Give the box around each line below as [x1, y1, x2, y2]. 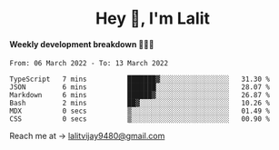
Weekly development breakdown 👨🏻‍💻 [9, 38, 154, 49]
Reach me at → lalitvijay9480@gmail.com [9, 131, 165, 142]
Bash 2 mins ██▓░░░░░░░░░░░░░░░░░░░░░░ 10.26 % [9, 99, 271, 108]
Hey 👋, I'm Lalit [95, 8, 211, 29]
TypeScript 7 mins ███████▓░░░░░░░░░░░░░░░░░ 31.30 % [9, 75, 271, 85]
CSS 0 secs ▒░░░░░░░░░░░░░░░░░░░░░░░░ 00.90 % [9, 115, 271, 124]
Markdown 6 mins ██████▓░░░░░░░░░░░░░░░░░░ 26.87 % [9, 91, 271, 100]
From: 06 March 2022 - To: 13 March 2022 [9, 59, 169, 68]
